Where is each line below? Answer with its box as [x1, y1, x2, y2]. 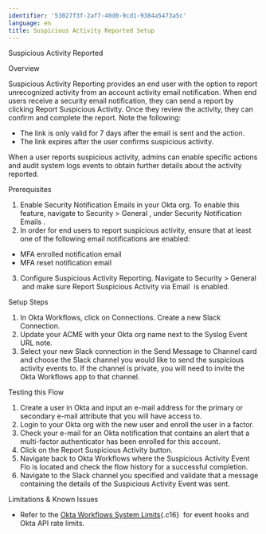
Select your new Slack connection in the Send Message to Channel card [19, 347, 257, 356]
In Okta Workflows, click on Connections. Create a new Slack [19, 312, 221, 323]
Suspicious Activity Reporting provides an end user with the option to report [8, 79, 257, 88]
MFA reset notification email [19, 258, 112, 268]
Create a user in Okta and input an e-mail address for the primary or [19, 403, 243, 413]
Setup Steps [8, 297, 49, 307]
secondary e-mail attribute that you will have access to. [19, 411, 202, 421]
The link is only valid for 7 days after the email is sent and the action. [19, 128, 245, 138]
